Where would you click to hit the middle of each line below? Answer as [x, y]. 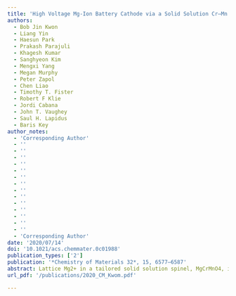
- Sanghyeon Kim [37, 60]
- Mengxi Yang [34, 66]
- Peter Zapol [34, 79]
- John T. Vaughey [41, 112]
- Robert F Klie [37, 99]
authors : [20, 20]
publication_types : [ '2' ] [45, 256]
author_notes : [28, 131]
